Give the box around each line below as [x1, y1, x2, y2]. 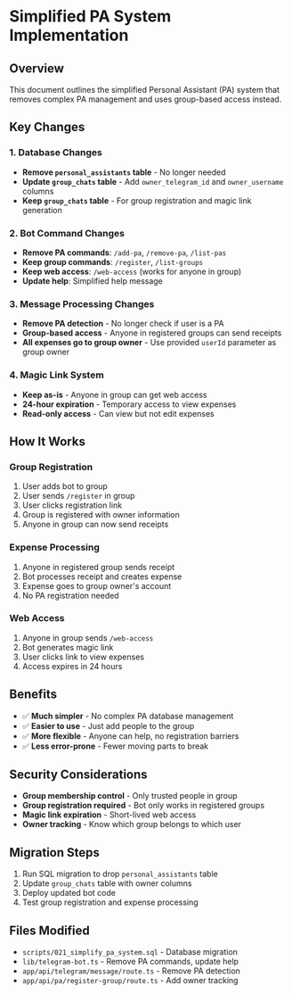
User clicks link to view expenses [21, 651, 145, 662]
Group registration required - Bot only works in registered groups [21, 800, 265, 811]
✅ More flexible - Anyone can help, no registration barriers [21, 730, 239, 741]
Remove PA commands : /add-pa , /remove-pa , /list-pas [21, 247, 227, 258]
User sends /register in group [21, 491, 135, 501]
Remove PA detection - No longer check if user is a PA [21, 319, 224, 329]
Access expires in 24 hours [21, 660, 123, 671]
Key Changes [9, 120, 85, 135]
